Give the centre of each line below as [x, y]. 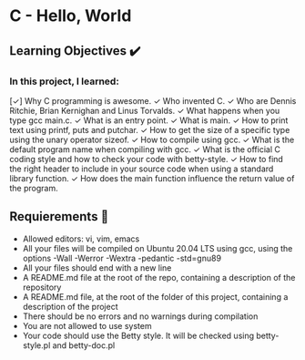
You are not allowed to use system [87, 325]
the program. [34, 188]
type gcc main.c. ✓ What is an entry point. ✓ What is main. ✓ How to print [149, 120]
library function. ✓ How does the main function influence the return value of [152, 178]
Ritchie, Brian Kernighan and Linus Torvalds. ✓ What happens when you [145, 110]
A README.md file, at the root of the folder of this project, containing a [155, 296]
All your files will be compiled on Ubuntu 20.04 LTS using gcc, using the [158, 248]
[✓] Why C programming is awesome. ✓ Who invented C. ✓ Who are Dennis [153, 100]
